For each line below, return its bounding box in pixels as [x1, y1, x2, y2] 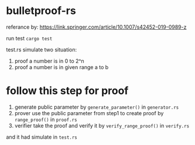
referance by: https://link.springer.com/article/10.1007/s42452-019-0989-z [6, 23, 187, 30]
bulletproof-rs [6, 4, 76, 18]
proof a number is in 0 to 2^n [14, 57, 85, 64]
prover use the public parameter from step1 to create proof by [14, 109, 164, 116]
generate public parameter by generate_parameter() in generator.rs [14, 103, 179, 111]
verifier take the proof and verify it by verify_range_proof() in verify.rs [14, 122, 190, 129]
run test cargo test [6, 34, 53, 42]
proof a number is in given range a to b [14, 63, 109, 71]
